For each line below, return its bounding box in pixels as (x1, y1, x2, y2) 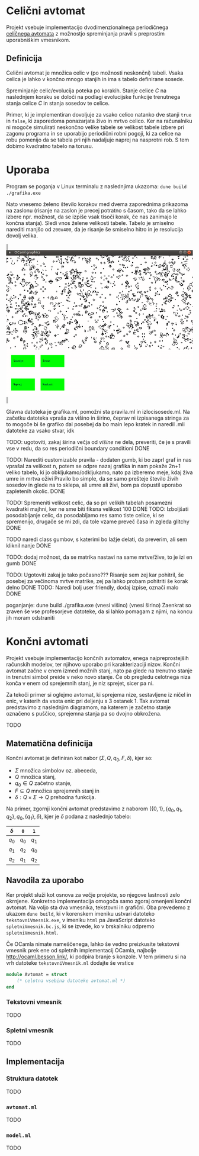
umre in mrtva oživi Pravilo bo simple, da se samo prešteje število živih (6, 475, 179, 482)
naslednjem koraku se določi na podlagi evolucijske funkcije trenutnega (6, 93, 181, 100)
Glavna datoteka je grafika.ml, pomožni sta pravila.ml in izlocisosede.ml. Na (6, 408, 191, 415)
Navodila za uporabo (6, 875, 84, 885)
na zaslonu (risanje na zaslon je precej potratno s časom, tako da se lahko (6, 207, 187, 214)
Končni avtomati (6, 635, 89, 649)
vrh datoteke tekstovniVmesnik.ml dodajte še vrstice (6, 959, 134, 966)
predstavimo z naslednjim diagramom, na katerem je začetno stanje (6, 703, 171, 711)
